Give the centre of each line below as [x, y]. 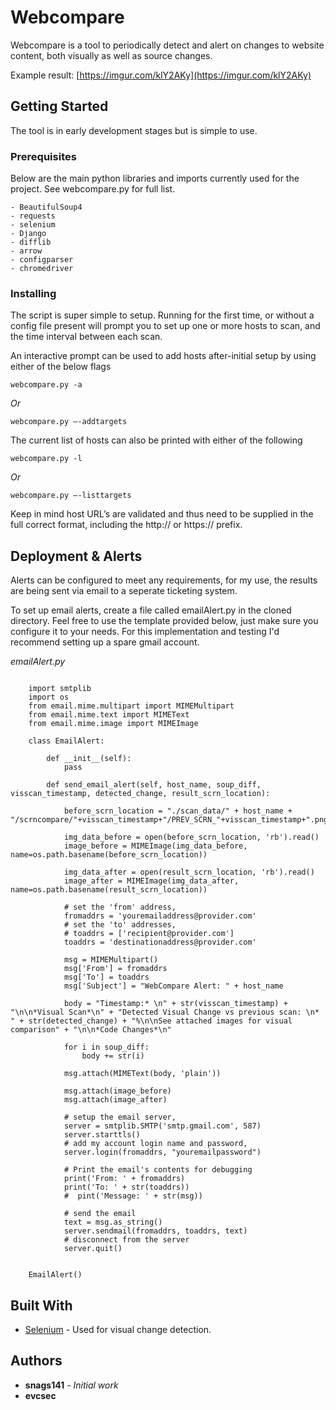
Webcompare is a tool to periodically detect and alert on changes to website [167, 45]
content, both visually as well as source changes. [111, 55]
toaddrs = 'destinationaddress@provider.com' [160, 942]
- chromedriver [42, 269]
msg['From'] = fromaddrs [115, 969]
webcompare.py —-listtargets [71, 496]
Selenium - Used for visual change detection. [118, 1329]
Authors [36, 1361]
